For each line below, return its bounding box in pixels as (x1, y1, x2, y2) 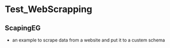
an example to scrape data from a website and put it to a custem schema (12, 37, 165, 43)
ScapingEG (5, 24, 41, 32)
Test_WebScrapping (5, 4, 93, 15)
